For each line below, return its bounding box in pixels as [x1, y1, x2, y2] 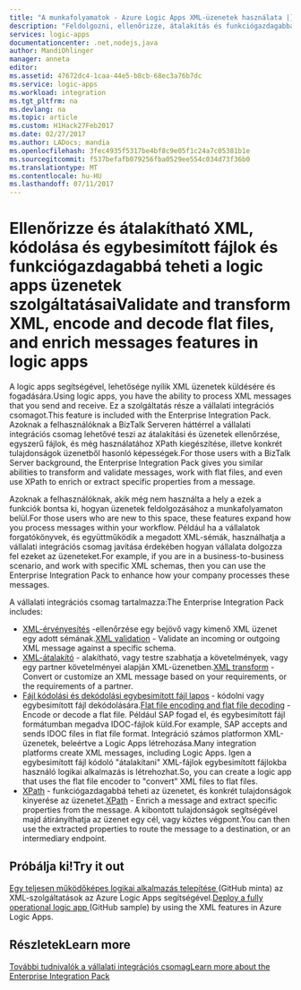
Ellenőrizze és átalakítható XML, [9, 219, 254, 238]
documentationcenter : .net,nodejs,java [9, 38, 159, 47]
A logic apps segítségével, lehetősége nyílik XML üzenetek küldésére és [9, 382, 276, 392]
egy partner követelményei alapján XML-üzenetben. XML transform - [21, 662, 275, 673]
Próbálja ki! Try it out [9, 859, 125, 874]
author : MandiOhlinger [9, 47, 94, 56]
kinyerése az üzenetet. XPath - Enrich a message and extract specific [21, 795, 278, 806]
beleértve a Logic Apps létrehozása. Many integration [61, 738, 257, 749]
